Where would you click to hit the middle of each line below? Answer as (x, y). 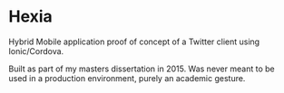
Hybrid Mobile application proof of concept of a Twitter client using (134, 42)
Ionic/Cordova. (36, 51)
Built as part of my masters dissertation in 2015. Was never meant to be (142, 69)
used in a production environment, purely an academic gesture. (127, 78)
